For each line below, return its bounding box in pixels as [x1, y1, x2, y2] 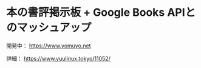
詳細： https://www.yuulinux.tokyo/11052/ [6, 55, 111, 62]
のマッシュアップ [6, 21, 92, 35]
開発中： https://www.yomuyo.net [6, 42, 91, 49]
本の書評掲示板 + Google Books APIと [6, 5, 196, 19]
